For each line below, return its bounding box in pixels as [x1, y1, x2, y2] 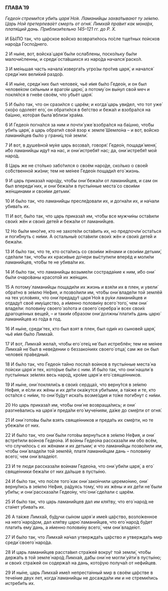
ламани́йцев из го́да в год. [5, 316, 62, 322]
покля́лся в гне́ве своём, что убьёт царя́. [5, 92, 93, 98]
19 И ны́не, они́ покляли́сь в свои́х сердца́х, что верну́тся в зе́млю [5, 382, 147, 388]
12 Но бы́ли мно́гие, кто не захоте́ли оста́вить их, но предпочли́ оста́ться [5, 228, 161, 234]
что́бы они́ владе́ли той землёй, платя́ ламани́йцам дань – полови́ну [5, 448, 151, 454]
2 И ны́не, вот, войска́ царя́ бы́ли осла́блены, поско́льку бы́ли [5, 51, 137, 57]
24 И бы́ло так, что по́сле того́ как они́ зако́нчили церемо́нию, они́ [5, 479, 147, 485]
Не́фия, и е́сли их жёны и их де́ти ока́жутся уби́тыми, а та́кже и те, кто [5, 387, 156, 393]
